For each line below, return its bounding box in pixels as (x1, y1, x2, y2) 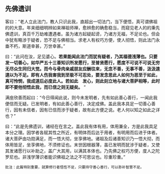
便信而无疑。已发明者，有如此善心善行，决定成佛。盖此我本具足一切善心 (5, 100, 151, 106)
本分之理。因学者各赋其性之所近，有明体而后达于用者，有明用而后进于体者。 (5, 129, 160, 135)
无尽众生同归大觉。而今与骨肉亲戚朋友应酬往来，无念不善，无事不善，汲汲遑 (5, 66, 160, 72)
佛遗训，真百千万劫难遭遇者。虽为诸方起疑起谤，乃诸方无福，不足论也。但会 (5, 31, 160, 37)
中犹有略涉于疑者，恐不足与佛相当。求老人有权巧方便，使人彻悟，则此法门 (5, 37, 156, 43)
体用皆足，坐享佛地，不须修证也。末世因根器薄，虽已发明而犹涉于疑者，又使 (5, 142, 160, 148)
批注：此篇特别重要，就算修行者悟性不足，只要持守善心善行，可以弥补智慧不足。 (5, 165, 144, 170)
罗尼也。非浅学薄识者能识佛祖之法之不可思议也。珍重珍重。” (5, 154, 126, 160)
